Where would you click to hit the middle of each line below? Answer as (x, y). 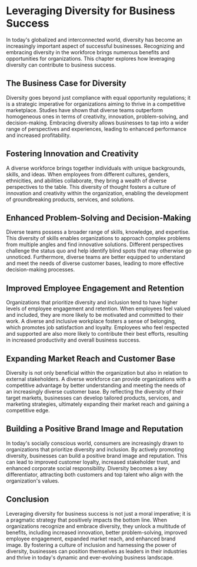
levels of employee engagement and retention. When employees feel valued (98, 309)
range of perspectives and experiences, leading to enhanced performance (96, 129)
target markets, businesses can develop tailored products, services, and (94, 398)
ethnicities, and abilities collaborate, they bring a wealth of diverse (86, 181)
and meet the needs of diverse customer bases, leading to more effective (95, 263)
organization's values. (33, 481)
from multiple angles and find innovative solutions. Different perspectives (95, 245)
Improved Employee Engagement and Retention (95, 288)
